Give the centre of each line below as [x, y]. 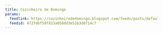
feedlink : [19, 18]
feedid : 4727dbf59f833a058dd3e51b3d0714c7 [53, 23]
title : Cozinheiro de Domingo [36, 9]
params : [13, 14]
